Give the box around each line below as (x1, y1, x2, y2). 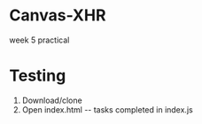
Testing (9, 66, 66, 86)
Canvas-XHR (9, 5, 106, 26)
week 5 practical (9, 35, 70, 45)
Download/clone (21, 95, 82, 105)
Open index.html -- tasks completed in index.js (21, 104, 193, 115)
